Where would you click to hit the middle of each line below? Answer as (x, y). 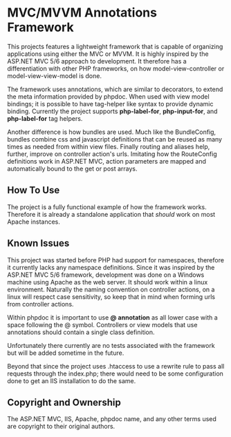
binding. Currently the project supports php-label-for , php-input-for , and (112, 111)
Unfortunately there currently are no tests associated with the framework (111, 345)
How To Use (34, 190)
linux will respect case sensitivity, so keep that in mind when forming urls (111, 297)
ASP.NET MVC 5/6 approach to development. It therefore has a (97, 61)
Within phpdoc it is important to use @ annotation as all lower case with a (112, 317)
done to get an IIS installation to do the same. (72, 380)
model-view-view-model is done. (55, 76)
